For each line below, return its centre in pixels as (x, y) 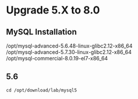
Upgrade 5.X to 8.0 (53, 10)
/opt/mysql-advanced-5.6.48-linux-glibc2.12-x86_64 (69, 46)
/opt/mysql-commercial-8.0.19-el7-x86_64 (57, 58)
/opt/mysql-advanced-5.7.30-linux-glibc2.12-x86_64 (69, 52)
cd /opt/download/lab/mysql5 (42, 90)
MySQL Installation (42, 32)
